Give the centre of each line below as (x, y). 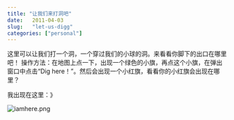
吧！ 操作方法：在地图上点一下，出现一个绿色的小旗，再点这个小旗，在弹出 (115, 63)
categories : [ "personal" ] (45, 33)
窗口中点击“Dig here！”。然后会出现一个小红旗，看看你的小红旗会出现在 (110, 71)
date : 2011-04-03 (36, 20)
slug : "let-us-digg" (40, 27)
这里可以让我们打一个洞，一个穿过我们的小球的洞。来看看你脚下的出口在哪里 (117, 54)
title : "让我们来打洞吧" (39, 14)
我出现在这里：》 (32, 95)
